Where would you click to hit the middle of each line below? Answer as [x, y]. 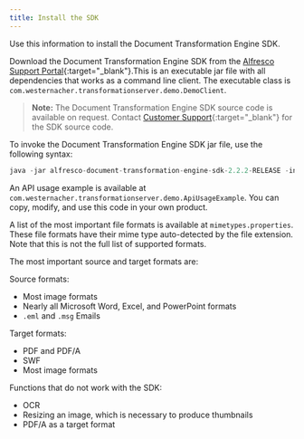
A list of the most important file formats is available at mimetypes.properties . [152, 224]
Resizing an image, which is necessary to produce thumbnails [138, 415]
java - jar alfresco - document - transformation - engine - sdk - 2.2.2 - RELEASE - [149, 170]
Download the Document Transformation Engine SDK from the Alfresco [142, 61]
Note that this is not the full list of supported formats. [108, 243]
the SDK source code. [72, 127]
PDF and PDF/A [52, 350]
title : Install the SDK [54, 18]
